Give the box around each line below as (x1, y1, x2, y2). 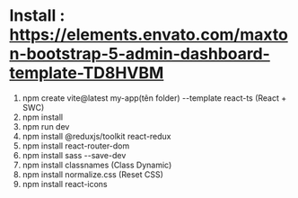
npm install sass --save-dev (22, 149, 127, 160)
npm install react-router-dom (22, 140, 130, 151)
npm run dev (22, 121, 70, 131)
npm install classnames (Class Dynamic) (22, 159, 172, 170)
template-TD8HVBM (9, 63, 164, 84)
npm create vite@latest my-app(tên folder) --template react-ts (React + (22, 92, 287, 103)
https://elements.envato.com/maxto (9, 24, 289, 45)
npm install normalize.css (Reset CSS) (22, 168, 164, 180)
